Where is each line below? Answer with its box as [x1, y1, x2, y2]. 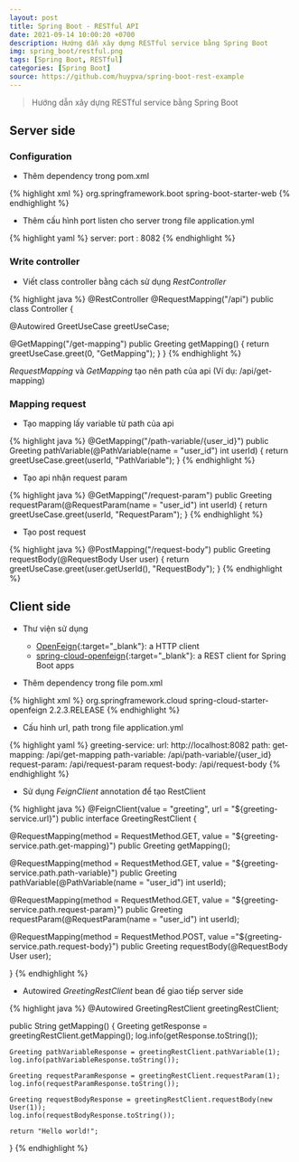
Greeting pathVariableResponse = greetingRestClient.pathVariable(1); [9, 1047, 281, 1056]
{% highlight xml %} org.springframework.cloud [9, 694, 188, 705]
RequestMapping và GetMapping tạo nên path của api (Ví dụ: [9, 365, 238, 376]
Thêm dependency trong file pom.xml [22, 677, 164, 688]
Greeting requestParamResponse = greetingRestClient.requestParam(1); [9, 1071, 281, 1081]
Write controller [9, 255, 80, 268]
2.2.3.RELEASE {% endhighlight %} [49, 704, 181, 715]
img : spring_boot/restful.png [9, 47, 124, 56]
